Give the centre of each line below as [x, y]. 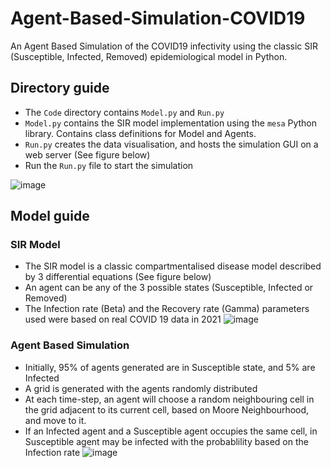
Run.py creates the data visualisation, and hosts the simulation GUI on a [171, 144]
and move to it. [55, 420]
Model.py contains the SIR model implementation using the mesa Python [171, 123]
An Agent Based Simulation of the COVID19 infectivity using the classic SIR [164, 46]
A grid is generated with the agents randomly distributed [141, 388]
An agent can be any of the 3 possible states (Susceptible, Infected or [169, 288]
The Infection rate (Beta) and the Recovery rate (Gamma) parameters [167, 309]
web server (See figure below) [87, 154]
